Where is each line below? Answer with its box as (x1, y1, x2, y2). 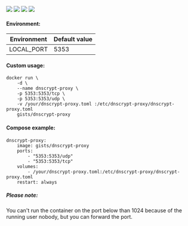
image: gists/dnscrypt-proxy (17, 143, 90, 148)
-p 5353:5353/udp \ (17, 96, 66, 102)
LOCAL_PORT (9, 45, 48, 54)
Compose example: (6, 124, 56, 131)
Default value (53, 35, 93, 44)
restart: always (17, 179, 58, 185)
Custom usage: (6, 61, 45, 69)
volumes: (17, 163, 39, 169)
